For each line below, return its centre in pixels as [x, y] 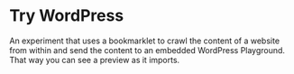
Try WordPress [67, 16]
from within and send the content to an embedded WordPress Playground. [147, 50]
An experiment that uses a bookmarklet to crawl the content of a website [145, 41]
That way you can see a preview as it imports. [95, 60]
